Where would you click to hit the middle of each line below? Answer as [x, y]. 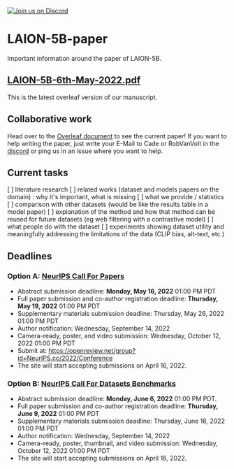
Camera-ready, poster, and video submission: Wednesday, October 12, [119, 336]
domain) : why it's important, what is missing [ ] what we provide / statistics [116, 197]
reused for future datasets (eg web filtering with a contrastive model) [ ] [111, 219]
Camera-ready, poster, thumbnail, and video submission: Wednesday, [117, 443]
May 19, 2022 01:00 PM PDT [58, 306]
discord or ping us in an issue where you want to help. [85, 151]
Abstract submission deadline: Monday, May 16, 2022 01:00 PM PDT [117, 291]
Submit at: [32, 351]
